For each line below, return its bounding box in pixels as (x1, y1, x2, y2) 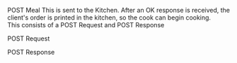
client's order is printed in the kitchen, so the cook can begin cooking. (7, 13, 211, 22)
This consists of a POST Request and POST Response (7, 21, 165, 29)
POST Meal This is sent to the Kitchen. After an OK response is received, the (7, 6, 231, 14)
